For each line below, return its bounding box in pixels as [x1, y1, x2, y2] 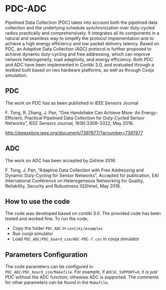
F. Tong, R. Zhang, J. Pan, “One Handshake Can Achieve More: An [5, 109, 141, 115]
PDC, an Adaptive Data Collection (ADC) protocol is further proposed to [5, 46, 152, 52]
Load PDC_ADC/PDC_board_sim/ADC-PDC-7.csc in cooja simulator [12, 236, 140, 242]
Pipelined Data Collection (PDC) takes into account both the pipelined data [5, 19, 158, 25]
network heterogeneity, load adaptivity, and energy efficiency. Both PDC [5, 56, 153, 62]
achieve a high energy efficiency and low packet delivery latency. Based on [5, 40, 160, 46]
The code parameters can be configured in [5, 264, 93, 270]
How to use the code [5, 197, 71, 205]
